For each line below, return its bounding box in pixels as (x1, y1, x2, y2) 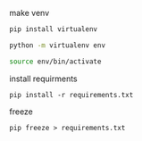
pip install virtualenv (9, 25, 98, 34)
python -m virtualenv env (9, 40, 105, 50)
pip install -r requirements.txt (9, 90, 134, 99)
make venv (9, 8, 50, 18)
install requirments (9, 73, 78, 84)
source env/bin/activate (9, 57, 102, 66)
